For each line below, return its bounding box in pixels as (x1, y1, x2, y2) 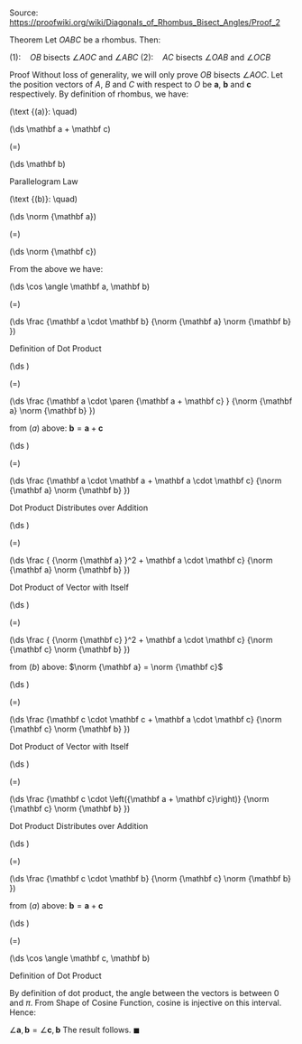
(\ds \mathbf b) (9, 159, 66, 170)
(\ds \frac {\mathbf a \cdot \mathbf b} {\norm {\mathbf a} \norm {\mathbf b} (9, 316, 291, 327)
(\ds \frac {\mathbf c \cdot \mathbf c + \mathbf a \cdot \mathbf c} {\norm (9, 714, 282, 725)
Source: (9, 7, 39, 18)
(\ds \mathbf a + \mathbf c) (9, 124, 111, 135)
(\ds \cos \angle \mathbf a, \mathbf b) (9, 281, 151, 292)
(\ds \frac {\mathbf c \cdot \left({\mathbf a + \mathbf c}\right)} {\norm (9, 794, 270, 805)
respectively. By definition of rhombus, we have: (9, 89, 189, 99)
